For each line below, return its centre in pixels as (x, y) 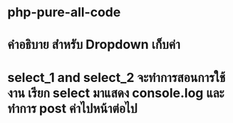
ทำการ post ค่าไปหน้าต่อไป (72, 109)
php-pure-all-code (64, 12)
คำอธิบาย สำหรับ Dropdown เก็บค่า (94, 45)
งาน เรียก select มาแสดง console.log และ (116, 93)
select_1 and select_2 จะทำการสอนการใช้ (116, 77)
